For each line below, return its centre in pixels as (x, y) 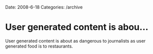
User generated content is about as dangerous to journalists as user (75, 41)
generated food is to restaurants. (39, 46)
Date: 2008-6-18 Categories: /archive (44, 7)
